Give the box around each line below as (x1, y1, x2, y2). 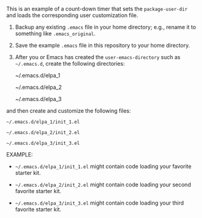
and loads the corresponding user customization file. (6, 12, 138, 19)
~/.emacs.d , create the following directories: (15, 60, 126, 67)
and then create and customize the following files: (6, 107, 132, 114)
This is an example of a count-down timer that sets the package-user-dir (6, 5, 188, 12)
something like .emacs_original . (15, 30, 96, 37)
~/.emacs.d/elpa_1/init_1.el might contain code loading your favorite (15, 163, 192, 170)
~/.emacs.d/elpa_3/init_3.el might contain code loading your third (15, 199, 184, 206)
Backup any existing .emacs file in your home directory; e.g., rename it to (15, 24, 196, 30)
